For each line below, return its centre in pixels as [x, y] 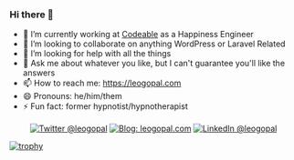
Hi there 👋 [32, 15]
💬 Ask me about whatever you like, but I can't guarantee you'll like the [154, 64]
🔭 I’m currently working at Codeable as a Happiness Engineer [138, 35]
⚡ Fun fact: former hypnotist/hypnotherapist [105, 106]
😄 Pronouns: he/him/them [73, 96]
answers [39, 73]
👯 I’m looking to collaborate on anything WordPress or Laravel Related [154, 44]
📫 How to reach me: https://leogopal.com [102, 83]
